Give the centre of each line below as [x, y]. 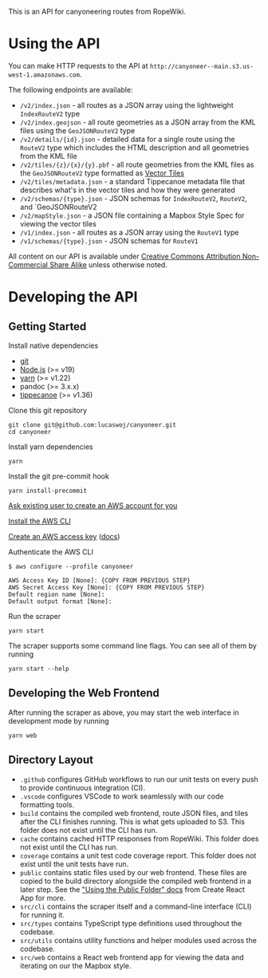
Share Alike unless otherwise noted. [108, 264]
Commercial [28, 264]
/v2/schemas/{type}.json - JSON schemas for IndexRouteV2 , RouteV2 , [133, 198]
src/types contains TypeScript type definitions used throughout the [131, 923]
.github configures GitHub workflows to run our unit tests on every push [139, 779]
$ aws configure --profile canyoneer [71, 566]
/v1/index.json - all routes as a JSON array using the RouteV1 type [129, 232]
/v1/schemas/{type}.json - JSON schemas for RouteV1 [109, 241]
